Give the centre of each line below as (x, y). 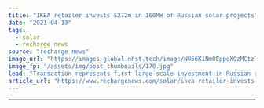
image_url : (26, 59)
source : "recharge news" (49, 52)
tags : (17, 30)
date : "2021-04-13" (40, 23)
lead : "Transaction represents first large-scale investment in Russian (130, 74)
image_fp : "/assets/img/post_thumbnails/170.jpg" (91, 67)
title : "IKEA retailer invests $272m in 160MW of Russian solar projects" (133, 15)
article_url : (29, 81)
